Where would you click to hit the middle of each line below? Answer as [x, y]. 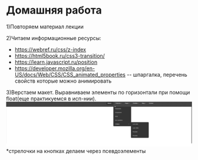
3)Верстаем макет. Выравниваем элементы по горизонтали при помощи [98, 92]
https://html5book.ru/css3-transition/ [60, 55]
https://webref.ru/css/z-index [50, 49]
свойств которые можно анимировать [63, 81]
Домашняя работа [54, 10]
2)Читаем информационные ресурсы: [54, 38]
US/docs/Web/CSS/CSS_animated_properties [70, 74]
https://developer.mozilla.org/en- [55, 68]
